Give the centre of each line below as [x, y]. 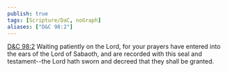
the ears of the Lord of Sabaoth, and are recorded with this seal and [105, 54]
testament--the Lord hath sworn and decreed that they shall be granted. [111, 62]
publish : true [28, 14]
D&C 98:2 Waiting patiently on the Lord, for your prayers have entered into [114, 47]
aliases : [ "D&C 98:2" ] [40, 27]
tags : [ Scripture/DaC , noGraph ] [54, 20]
